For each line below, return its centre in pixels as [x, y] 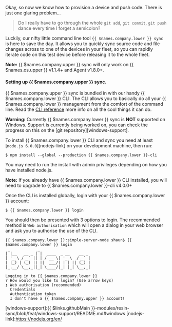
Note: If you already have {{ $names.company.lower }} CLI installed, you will [86, 180]
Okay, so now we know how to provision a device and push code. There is [84, 7]
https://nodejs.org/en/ [39, 319]
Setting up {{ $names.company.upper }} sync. [56, 82]
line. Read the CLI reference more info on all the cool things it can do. [79, 109]
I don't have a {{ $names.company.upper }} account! [68, 299]
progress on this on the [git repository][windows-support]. [67, 130]
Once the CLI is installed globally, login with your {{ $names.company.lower [85, 196]
